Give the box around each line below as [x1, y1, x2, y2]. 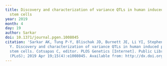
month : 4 [5, 21, 23, 26]
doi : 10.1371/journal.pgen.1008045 [5, 35, 79, 40]
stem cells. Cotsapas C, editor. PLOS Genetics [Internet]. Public [9, 49, 153, 54]
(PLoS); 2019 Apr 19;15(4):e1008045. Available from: [9, 53, 123, 59]
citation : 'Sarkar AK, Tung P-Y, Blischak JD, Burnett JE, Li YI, [5, 40, 146, 45]
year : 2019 [5, 16, 28, 21]
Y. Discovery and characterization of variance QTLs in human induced [9, 44, 159, 49]
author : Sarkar [5, 30, 37, 35]
